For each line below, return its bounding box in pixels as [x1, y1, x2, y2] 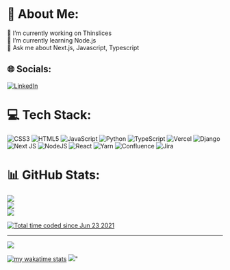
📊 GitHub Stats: [7, 167, 101, 183]
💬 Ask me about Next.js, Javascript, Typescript [7, 43, 140, 52]
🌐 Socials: [7, 63, 52, 75]
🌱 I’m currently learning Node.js [7, 36, 97, 44]
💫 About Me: [7, 6, 79, 22]
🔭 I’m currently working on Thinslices [7, 29, 112, 37]
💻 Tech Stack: [7, 106, 92, 122]
